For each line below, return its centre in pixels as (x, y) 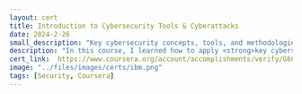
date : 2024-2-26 (40, 34)
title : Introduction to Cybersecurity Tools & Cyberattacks (124, 26)
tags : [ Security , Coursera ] (62, 76)
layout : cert (34, 17)
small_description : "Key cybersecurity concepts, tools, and (126, 43)
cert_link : (30, 59)
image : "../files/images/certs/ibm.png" (86, 68)
